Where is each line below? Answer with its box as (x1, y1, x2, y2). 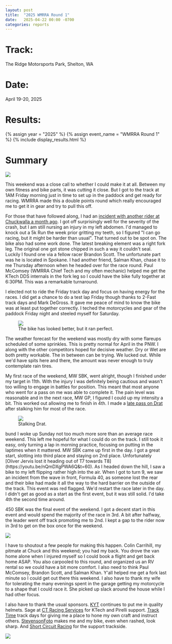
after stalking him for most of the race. (5, 406, 87, 412)
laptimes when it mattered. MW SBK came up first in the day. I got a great (5, 447, 160, 453)
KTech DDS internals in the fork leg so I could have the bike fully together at (5, 273, 165, 279)
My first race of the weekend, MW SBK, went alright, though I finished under (5, 373, 166, 379)
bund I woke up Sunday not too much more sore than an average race (5, 431, 153, 437)
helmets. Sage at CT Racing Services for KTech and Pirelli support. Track (5, 607, 160, 613)
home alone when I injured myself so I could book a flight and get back (5, 553, 155, 559)
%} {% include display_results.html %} (5, 137, 87, 143)
